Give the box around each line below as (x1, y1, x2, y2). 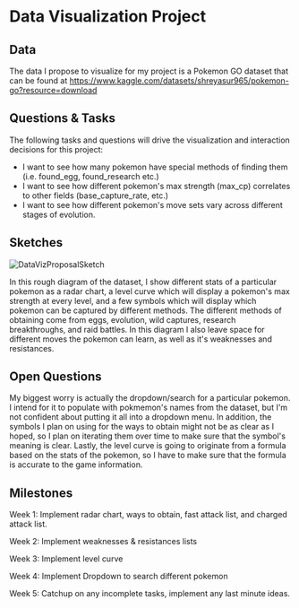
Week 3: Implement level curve (9, 553, 124, 564)
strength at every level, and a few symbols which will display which (9, 295, 257, 306)
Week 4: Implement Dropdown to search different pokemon (9, 571, 228, 582)
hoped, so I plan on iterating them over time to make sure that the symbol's (9, 430, 286, 441)
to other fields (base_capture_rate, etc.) (21, 190, 168, 201)
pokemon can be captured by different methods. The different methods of (9, 305, 282, 316)
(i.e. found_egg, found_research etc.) (21, 170, 159, 181)
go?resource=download (9, 85, 98, 95)
